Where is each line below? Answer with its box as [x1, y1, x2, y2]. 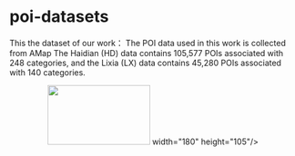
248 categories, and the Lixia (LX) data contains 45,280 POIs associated [9, 57, 282, 68]
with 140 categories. [9, 66, 86, 78]
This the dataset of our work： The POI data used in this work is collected [9, 37, 287, 48]
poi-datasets [9, 6, 109, 27]
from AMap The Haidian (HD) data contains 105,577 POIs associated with [9, 47, 284, 58]
